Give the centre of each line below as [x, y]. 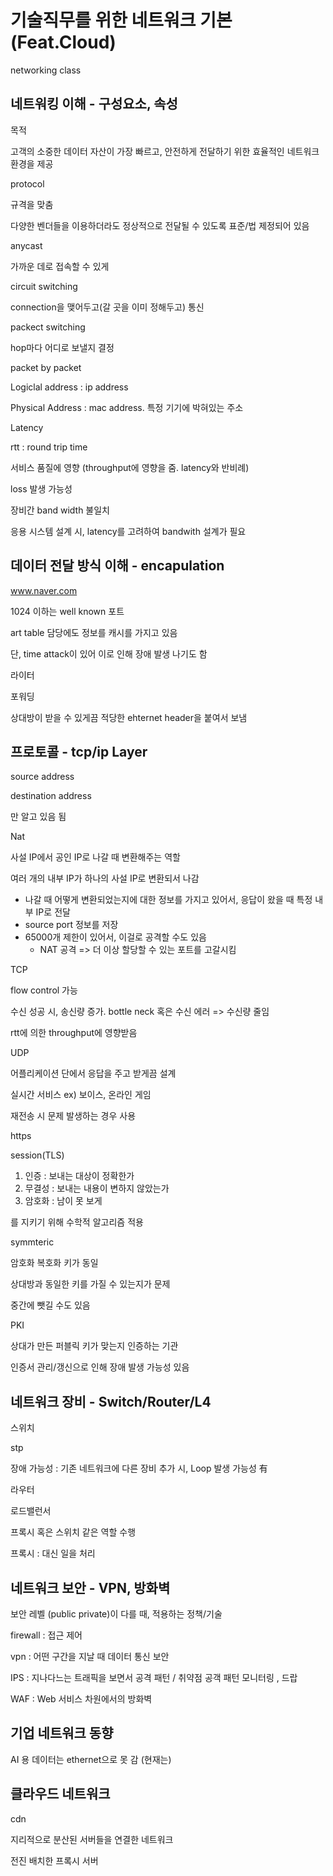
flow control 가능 [44, 990]
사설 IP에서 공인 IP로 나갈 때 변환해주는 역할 [95, 857]
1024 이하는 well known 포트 [67, 611]
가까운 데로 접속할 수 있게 [60, 266]
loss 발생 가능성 [41, 488]
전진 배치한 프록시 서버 [54, 1860]
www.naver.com [44, 590]
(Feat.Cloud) [63, 42]
